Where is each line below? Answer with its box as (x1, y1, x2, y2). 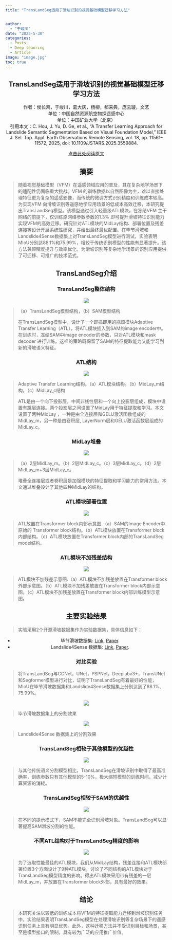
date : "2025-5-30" (5, 31, 45, 36)
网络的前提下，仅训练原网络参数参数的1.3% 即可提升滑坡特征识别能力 (17, 214, 165, 220)
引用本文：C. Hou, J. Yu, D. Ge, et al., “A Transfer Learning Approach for (10, 123, 163, 130)
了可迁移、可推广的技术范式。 (17, 252, 81, 259)
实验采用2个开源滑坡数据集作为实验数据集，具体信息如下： (17, 626, 143, 633)
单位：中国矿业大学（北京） (57, 117, 116, 123)
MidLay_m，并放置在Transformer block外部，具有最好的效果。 (17, 879, 150, 884)
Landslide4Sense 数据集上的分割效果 (17, 731, 97, 738)
